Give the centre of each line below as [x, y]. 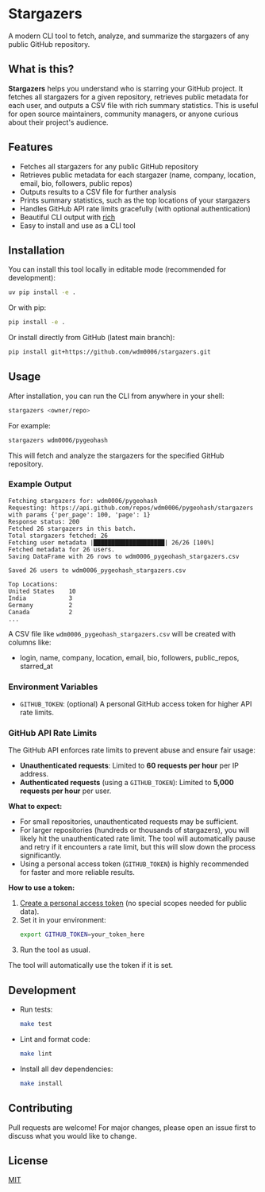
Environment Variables [53, 687]
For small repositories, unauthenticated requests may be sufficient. [129, 822]
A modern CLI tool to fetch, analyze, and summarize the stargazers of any [129, 36]
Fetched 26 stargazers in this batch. [72, 528]
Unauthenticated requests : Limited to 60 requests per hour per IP [129, 766]
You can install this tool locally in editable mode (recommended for [117, 269]
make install [41, 1083]
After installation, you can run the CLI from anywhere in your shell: [116, 396]
